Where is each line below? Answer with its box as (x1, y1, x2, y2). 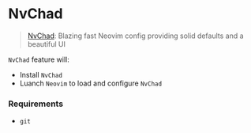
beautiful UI (27, 39, 66, 48)
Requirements (8, 98, 64, 109)
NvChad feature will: (8, 55, 69, 64)
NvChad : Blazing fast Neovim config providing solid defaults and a (27, 31, 244, 40)
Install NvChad (19, 70, 63, 79)
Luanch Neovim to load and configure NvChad (19, 78, 163, 88)
